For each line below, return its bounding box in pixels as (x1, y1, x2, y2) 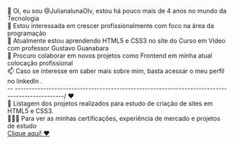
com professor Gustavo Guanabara (7, 44, 109, 52)
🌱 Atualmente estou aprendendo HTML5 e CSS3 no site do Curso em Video (7, 37, 226, 45)
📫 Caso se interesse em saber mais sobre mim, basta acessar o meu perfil (7, 67, 225, 75)
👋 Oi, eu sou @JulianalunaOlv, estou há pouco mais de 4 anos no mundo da (7, 7, 227, 15)
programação (7, 29, 47, 37)
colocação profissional (7, 59, 74, 67)
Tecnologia (7, 14, 40, 22)
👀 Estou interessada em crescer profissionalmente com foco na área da (7, 22, 214, 30)
